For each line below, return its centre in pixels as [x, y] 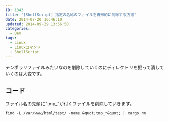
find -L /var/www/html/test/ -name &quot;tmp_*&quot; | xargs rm [75, 113]
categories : [18, 29]
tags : [11, 38]
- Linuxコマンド [26, 47]
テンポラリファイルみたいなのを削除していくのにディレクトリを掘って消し [82, 67]
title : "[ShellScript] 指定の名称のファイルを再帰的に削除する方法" [71, 15]
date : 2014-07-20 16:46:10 [34, 19]
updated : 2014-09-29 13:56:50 [37, 24]
